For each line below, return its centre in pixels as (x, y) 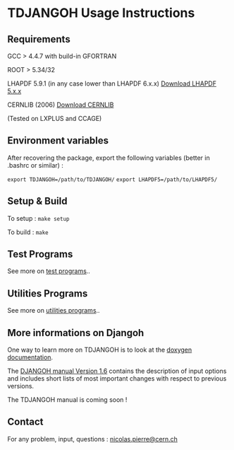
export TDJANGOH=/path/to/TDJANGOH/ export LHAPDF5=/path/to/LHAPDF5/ (112, 179)
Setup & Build (37, 201)
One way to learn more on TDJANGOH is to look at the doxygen (100, 350)
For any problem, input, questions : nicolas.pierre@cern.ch (93, 439)
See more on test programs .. (49, 271)
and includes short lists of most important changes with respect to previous (117, 379)
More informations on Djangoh (76, 333)
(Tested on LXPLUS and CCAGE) (55, 119)
